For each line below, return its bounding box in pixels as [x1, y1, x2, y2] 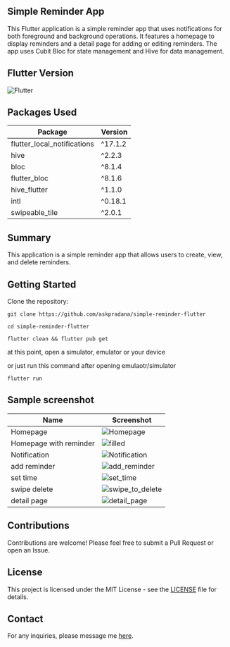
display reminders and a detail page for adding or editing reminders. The [7, 39, 217, 48]
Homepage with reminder [11, 438, 95, 448]
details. [7, 592, 29, 601]
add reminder [11, 461, 56, 471]
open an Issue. [7, 546, 51, 554]
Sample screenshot [7, 394, 95, 406]
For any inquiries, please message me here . [7, 631, 134, 640]
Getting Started [7, 278, 77, 290]
